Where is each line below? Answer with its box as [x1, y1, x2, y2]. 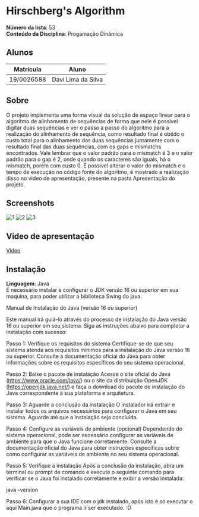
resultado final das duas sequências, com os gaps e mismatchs [6, 143, 162, 150]
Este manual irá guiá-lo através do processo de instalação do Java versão [6, 316, 187, 323]
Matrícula [14, 65, 42, 73]
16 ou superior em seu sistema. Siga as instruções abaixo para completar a [6, 322, 190, 329]
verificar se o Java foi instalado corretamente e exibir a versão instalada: [6, 475, 184, 482]
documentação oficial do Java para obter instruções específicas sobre [6, 444, 179, 451]
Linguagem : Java [6, 280, 49, 287]
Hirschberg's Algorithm [6, 4, 125, 18]
